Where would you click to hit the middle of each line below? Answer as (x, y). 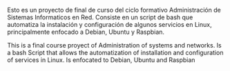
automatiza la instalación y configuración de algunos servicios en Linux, (109, 24)
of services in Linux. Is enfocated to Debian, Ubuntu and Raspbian (101, 60)
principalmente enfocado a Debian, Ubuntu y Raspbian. (86, 32)
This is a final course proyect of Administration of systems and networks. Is (115, 45)
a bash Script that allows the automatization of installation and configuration (115, 52)
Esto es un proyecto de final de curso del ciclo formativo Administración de (114, 10)
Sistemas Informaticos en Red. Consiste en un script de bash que (100, 17)
